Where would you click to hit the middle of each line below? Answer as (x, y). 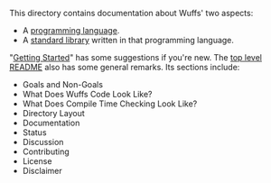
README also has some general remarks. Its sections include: (125, 67)
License (37, 161)
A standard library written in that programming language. (128, 40)
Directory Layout (54, 113)
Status (34, 133)
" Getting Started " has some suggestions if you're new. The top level (135, 57)
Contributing (46, 151)
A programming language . (71, 30)
